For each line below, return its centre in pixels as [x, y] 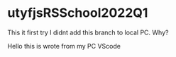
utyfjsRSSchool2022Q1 [78, 13]
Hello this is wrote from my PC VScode [64, 46]
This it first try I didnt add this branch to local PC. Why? [88, 32]
